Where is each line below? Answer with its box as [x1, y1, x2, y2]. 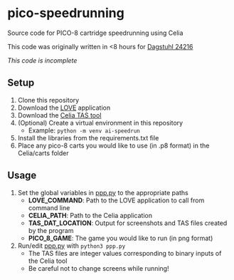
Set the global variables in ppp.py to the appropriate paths [17, 188, 188, 197]
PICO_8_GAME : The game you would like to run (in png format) [28, 234, 213, 242]
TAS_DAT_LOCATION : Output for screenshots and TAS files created [28, 219, 228, 227]
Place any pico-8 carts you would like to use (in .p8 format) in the [17, 141, 210, 150]
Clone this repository [17, 95, 80, 104]
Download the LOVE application [17, 103, 111, 112]
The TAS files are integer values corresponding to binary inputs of [28, 249, 222, 257]
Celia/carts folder [17, 148, 69, 157]
